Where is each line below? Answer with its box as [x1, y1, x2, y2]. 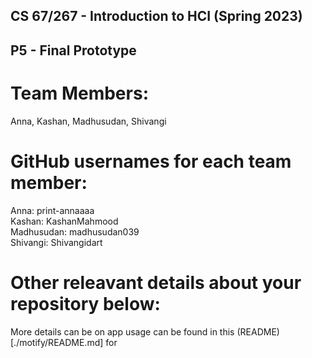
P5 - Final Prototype [10, 42, 137, 59]
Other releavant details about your [10, 271, 302, 294]
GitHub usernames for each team [10, 150, 292, 173]
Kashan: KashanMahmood [10, 215, 119, 227]
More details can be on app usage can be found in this [10, 325, 235, 338]
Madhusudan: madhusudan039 [10, 225, 140, 238]
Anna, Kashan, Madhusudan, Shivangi [10, 115, 167, 127]
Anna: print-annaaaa [10, 204, 95, 216]
